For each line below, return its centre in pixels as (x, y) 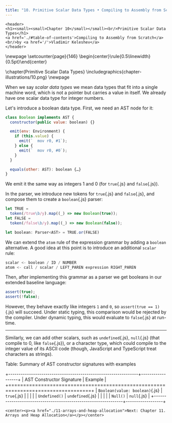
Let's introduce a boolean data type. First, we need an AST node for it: (79, 108)
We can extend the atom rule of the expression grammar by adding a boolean (86, 242)
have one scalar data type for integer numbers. (55, 98)
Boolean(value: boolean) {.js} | (130, 391)
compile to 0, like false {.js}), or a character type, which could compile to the (86, 343)
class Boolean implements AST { (40, 117)
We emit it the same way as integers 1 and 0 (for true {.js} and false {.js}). (82, 184)
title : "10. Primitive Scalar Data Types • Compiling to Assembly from (83, 10)
